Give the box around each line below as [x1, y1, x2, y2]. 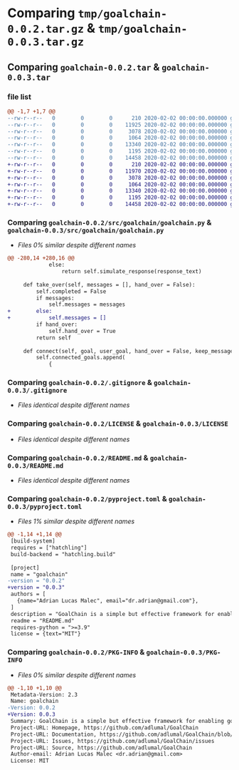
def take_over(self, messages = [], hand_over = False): [23, 281, 196, 288]
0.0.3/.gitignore [7, 386, 68, 395]
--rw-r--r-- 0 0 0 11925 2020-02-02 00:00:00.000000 [7, 121, 228, 128]
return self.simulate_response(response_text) [61, 268, 202, 275]
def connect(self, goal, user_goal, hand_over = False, [23, 347, 193, 354]
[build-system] [10, 538, 55, 545]
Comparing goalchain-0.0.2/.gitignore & [7, 378, 153, 388]
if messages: [36, 294, 75, 302]
